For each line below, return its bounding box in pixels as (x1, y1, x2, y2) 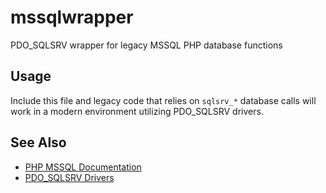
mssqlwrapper (10, 6, 134, 29)
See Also (10, 134, 67, 151)
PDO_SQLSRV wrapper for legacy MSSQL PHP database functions (10, 39, 283, 51)
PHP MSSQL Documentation (24, 161, 142, 173)
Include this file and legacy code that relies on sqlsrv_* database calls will (10, 94, 317, 106)
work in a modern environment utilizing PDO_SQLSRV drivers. (10, 105, 264, 117)
